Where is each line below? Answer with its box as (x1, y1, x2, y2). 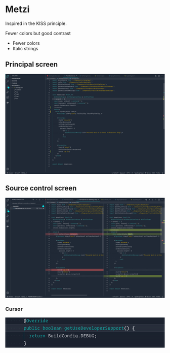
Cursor (5, 306, 23, 313)
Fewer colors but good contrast (5, 30, 71, 36)
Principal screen (5, 60, 58, 69)
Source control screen (5, 184, 77, 192)
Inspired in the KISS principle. (5, 20, 67, 26)
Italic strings (12, 45, 39, 51)
